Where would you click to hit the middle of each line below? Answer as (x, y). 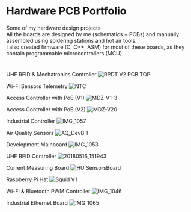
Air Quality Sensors (30, 133)
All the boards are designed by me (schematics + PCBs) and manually (92, 34)
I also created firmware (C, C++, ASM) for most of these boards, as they (95, 47)
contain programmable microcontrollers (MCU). (65, 53)
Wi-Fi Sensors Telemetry (37, 86)
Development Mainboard (37, 145)
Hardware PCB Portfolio (67, 11)
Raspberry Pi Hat (27, 179)
